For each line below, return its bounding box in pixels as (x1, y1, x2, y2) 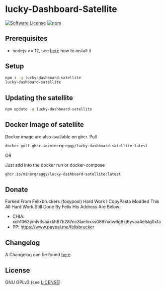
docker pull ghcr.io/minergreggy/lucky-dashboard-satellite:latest (5, 143, 148, 148)
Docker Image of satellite (5, 120, 84, 129)
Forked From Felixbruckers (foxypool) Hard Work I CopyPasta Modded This (5, 198, 160, 204)
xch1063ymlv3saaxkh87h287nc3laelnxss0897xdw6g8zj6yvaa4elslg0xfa (12, 219, 162, 225)
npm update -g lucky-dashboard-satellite (5, 107, 92, 112)
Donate (5, 185, 28, 193)
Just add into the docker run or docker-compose (5, 162, 105, 168)
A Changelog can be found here (5, 252, 71, 258)
